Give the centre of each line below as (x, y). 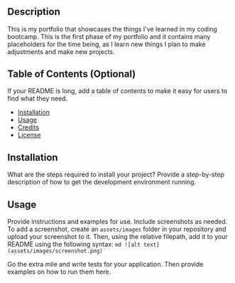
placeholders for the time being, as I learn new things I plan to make (106, 44)
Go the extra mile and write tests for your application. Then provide (105, 265)
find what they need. (38, 99)
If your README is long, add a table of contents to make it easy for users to (117, 91)
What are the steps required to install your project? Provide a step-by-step (116, 175)
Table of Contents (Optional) (72, 74)
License (29, 135)
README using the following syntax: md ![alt (74, 245)
